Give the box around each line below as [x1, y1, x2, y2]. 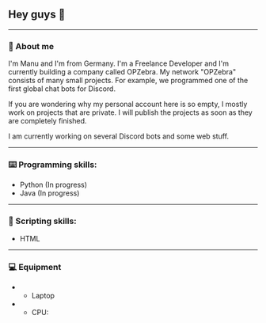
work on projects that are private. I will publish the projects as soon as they [8, 108, 253, 117]
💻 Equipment [8, 261, 62, 272]
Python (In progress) [19, 180, 88, 190]
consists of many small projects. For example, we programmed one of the [8, 76, 249, 85]
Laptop [31, 291, 55, 300]
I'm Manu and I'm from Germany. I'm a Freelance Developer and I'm [8, 59, 230, 68]
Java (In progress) [19, 188, 80, 198]
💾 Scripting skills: [8, 215, 77, 226]
